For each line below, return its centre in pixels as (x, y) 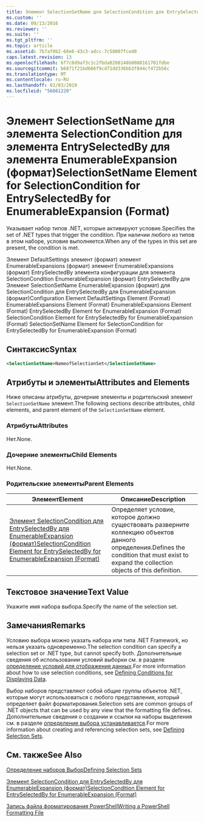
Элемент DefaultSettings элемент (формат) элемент (74, 259)
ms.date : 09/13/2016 (32, 23)
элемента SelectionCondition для (94, 134)
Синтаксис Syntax (42, 350)
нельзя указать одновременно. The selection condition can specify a (94, 646)
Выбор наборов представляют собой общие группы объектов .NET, (94, 691)
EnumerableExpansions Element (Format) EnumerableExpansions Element (99, 304)
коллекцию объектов (143, 532)
